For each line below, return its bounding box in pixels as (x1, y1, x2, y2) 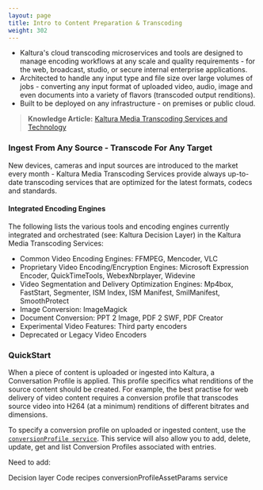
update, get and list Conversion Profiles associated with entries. (8, 442, 216, 452)
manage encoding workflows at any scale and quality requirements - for (19, 56, 256, 66)
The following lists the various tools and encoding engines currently (8, 222, 230, 231)
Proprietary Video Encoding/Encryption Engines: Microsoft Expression (19, 262, 250, 272)
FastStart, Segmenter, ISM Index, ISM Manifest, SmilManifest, (19, 287, 220, 297)
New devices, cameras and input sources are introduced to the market (8, 160, 238, 170)
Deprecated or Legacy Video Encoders (19, 330, 147, 339)
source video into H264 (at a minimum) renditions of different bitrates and (8, 402, 250, 411)
